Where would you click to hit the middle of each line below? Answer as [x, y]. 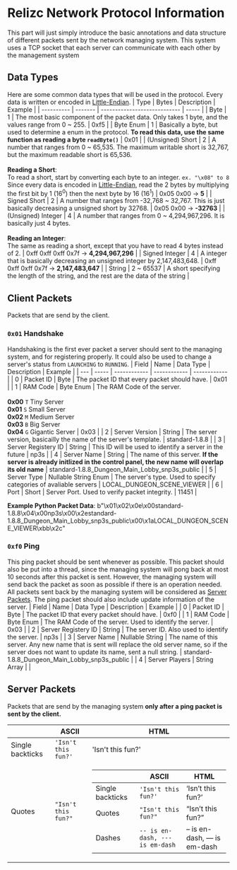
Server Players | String [181, 659]
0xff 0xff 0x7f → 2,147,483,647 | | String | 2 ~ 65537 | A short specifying [114, 268]
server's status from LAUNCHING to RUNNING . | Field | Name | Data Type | [109, 364]
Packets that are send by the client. [59, 315]
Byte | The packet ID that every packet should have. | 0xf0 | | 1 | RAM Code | [118, 614]
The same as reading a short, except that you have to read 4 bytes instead [115, 246]
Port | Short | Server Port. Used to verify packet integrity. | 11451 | [102, 492]
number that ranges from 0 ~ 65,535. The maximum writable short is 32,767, [118, 147]
